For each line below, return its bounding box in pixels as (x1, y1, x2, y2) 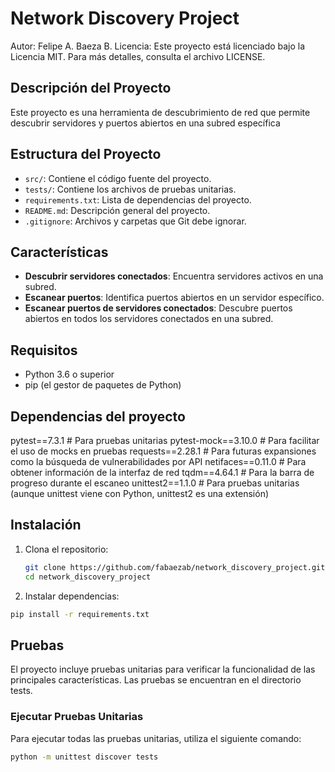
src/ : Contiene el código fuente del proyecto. (24, 172, 212, 184)
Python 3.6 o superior (24, 368, 115, 381)
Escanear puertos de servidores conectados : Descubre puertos (24, 302, 293, 314)
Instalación (10, 517, 82, 534)
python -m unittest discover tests (10, 752, 159, 762)
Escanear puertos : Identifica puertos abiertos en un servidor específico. (24, 292, 325, 304)
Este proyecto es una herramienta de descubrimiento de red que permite (10, 106, 311, 118)
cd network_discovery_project (24, 572, 152, 582)
